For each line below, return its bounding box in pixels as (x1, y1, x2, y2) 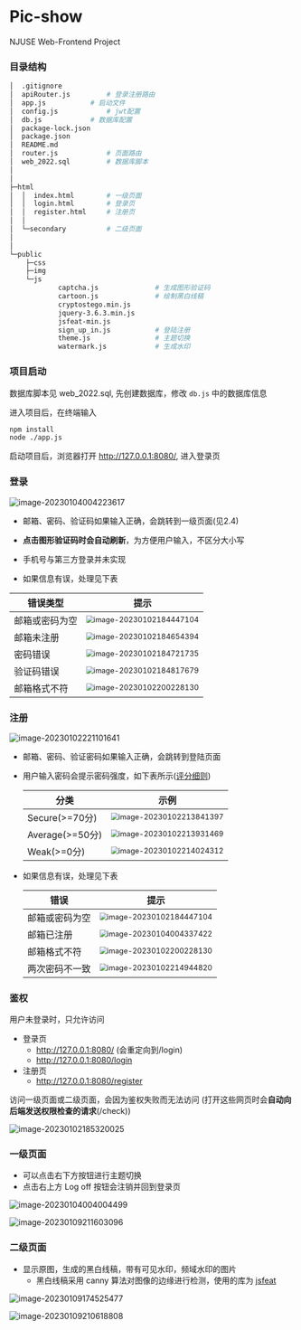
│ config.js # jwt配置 (9, 107, 141, 116)
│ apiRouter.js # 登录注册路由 (9, 90, 155, 99)
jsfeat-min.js (57, 316, 111, 326)
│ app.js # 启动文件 (9, 98, 127, 108)
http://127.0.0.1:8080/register (35, 1076, 143, 1087)
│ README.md (9, 140, 59, 150)
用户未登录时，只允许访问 (9, 1014, 105, 1025)
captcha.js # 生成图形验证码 (57, 283, 211, 293)
